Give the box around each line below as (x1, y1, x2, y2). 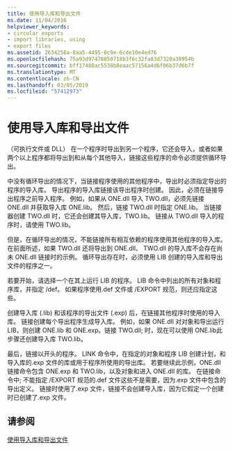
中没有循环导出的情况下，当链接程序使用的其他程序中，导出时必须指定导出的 (7, 177, 227, 186)
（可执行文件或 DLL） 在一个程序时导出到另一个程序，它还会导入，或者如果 (7, 144, 223, 153)
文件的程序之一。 (7, 262, 56, 270)
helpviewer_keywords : (7, 23, 70, 30)
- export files (7, 43, 51, 50)
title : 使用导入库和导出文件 (7, 10, 81, 17)
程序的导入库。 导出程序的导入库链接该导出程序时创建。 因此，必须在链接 (7, 186, 218, 194)
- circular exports (7, 29, 64, 37)
